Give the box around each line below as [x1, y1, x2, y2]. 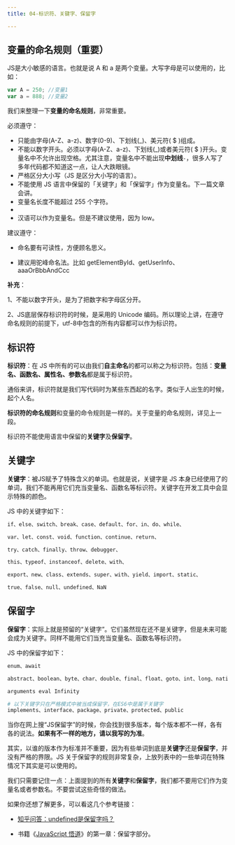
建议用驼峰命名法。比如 [17, 258, 85, 267]
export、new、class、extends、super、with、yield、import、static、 [7, 571, 201, 578]
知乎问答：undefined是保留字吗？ [17, 815, 115, 823]
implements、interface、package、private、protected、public [7, 707, 184, 714]
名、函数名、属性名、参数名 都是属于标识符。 [7, 370, 136, 378]
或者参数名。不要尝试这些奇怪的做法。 [19, 785, 130, 794]
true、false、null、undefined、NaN [7, 584, 107, 591]
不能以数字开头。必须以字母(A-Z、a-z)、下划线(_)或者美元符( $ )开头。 [17, 145, 222, 154]
